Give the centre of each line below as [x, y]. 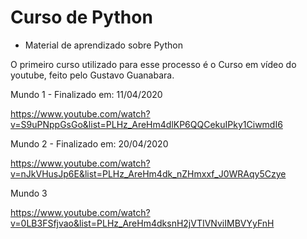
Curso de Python [81, 17]
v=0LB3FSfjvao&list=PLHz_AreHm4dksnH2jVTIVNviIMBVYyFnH [142, 223]
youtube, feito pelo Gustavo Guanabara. [92, 75]
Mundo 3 [29, 193]
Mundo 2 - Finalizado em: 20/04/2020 [89, 143]
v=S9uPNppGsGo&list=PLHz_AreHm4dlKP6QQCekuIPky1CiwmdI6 [146, 124]
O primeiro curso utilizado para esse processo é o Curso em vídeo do [153, 64]
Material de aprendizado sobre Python [103, 45]
